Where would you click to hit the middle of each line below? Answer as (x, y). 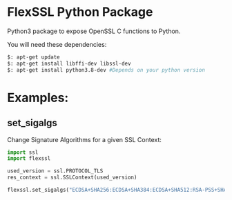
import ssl (23, 152)
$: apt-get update (33, 57)
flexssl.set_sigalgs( (38, 190)
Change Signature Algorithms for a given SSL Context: (85, 139)
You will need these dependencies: (57, 44)
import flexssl (29, 159)
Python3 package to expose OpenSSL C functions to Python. (94, 31)
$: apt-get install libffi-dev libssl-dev (69, 63)
